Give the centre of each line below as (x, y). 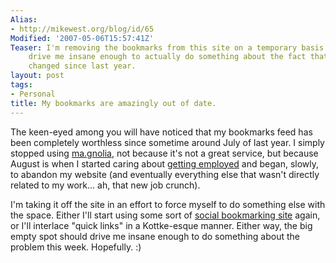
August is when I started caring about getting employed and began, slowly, (165, 163)
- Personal (33, 94)
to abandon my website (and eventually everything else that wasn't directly (165, 174)
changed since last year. (82, 66)
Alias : (24, 19)
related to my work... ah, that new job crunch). (105, 185)
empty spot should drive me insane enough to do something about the (155, 236)
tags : (21, 85)
